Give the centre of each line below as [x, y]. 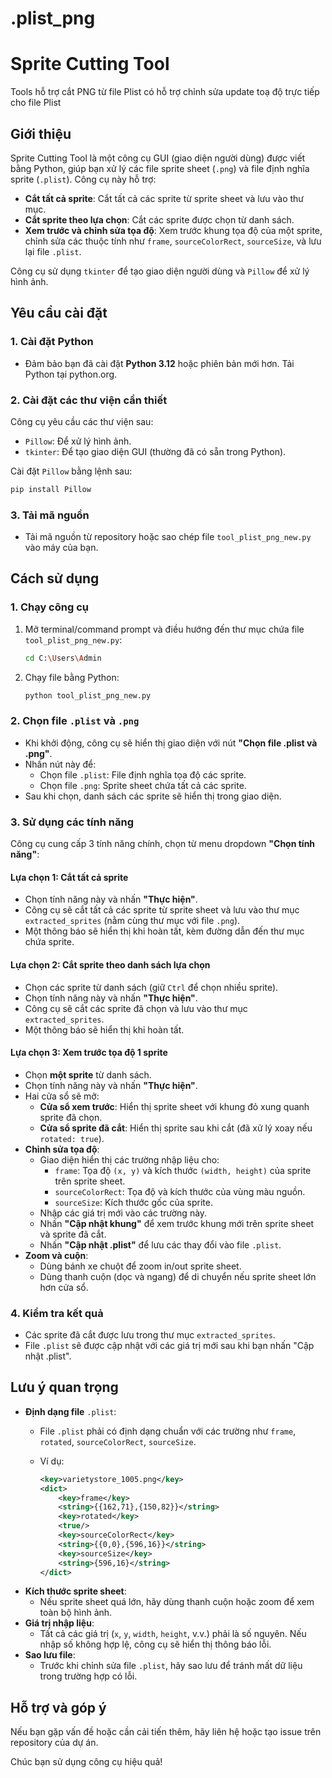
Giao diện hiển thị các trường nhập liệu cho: [129, 1159]
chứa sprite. [49, 942]
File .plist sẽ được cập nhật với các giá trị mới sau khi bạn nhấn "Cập [169, 1346]
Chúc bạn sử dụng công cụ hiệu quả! [86, 1762]
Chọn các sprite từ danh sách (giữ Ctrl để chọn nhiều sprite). [151, 987]
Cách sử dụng [55, 578]
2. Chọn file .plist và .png [75, 721]
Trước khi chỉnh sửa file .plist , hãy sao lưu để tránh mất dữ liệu [171, 1666]
